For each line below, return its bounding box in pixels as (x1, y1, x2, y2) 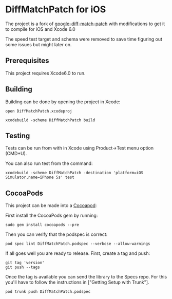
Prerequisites (5, 57, 49, 65)
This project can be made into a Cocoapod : (5, 202, 97, 209)
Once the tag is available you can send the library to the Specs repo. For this (5, 274, 167, 280)
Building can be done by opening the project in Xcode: (5, 99, 121, 105)
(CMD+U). (5, 151, 27, 157)
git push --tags (5, 265, 40, 270)
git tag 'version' (5, 260, 45, 266)
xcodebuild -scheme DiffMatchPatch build (5, 117, 95, 123)
